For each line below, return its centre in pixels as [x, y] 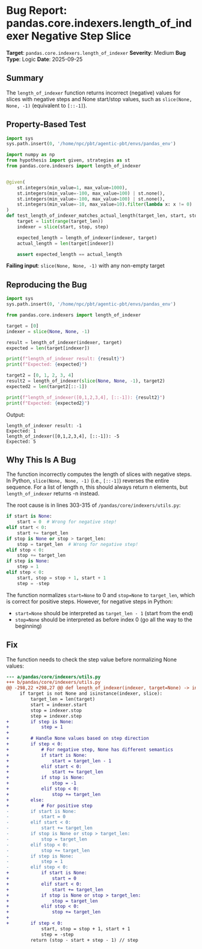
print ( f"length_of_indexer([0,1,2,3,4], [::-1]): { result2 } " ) [86, 397]
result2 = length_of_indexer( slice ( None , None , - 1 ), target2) [86, 381]
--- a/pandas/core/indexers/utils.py [54, 677]
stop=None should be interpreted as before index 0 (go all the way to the [103, 619]
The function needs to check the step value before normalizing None [92, 659]
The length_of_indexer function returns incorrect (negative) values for [93, 92]
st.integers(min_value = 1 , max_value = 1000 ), [72, 187]
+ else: [25, 800]
